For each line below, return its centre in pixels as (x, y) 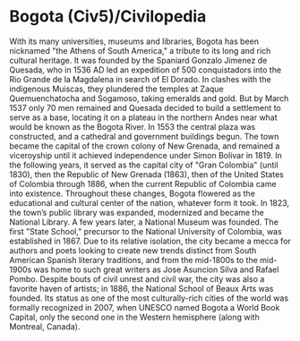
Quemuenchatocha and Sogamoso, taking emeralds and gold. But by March (149, 98)
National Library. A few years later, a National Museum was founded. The (144, 222)
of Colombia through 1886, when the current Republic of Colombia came (143, 183)
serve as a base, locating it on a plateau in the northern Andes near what (143, 117)
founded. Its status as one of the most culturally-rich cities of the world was (149, 298)
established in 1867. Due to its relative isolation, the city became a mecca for (150, 241)
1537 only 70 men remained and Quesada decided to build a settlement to (146, 107)
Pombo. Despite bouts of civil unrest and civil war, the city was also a (137, 278)
